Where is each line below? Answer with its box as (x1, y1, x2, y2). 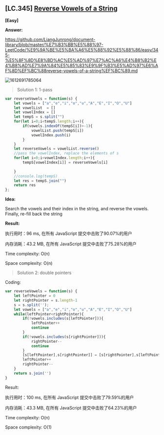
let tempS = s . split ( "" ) (14, 114, 64, 120)
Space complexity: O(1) (5, 424, 52, 430)
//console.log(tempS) (14, 174, 58, 179)
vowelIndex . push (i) (31, 132, 71, 137)
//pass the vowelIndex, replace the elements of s (14, 151, 119, 156)
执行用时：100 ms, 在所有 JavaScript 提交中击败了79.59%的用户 (5, 394, 134, 400)
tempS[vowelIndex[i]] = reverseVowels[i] (22, 160, 108, 165)
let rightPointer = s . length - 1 (14, 298, 78, 303)
